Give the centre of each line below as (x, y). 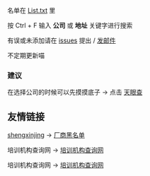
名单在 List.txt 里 (31, 10)
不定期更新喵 (26, 55)
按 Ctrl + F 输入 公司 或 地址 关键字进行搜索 (70, 25)
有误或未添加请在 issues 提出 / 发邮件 (62, 40)
